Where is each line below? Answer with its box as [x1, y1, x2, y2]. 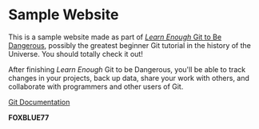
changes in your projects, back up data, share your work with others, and [8, 73, 250, 83]
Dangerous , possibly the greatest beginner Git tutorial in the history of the [8, 40, 252, 50]
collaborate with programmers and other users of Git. [8, 82, 184, 91]
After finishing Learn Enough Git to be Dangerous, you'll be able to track [8, 64, 246, 74]
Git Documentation [8, 97, 70, 107]
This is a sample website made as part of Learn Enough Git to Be [8, 32, 222, 42]
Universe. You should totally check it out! [8, 49, 144, 58]
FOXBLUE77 [8, 112, 50, 122]
